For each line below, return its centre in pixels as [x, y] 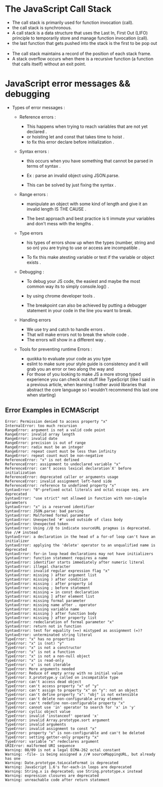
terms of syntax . [44, 166]
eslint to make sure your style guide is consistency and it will [87, 364]
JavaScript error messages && [68, 84]
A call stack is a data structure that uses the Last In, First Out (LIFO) [80, 33]
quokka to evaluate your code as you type [69, 358]
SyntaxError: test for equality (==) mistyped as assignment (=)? [74, 630]
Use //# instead [21, 532]
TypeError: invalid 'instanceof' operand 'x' [52, 716]
